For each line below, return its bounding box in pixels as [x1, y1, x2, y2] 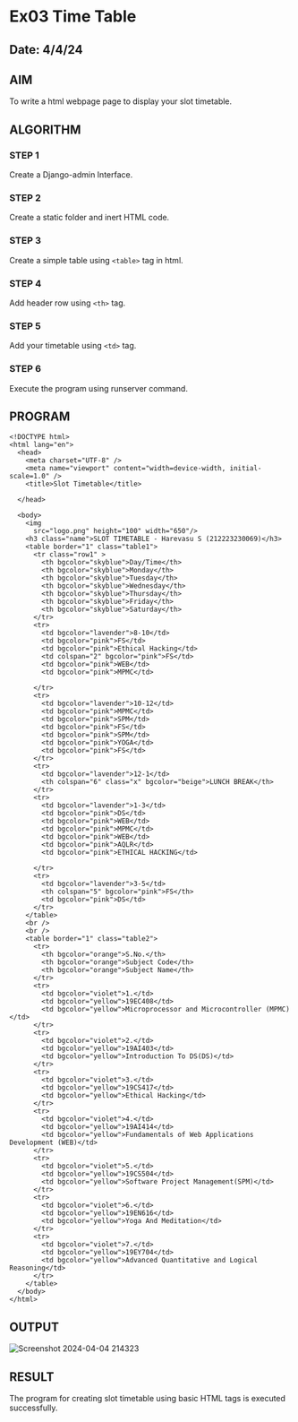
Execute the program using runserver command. [9, 383, 188, 393]
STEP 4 [9, 277, 42, 289]
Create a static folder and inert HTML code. [9, 212, 170, 223]
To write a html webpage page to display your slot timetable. [9, 96, 233, 107]
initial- [229, 464, 262, 473]
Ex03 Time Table [9, 6, 137, 27]
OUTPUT [9, 1319, 60, 1334]
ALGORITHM [9, 122, 81, 137]
